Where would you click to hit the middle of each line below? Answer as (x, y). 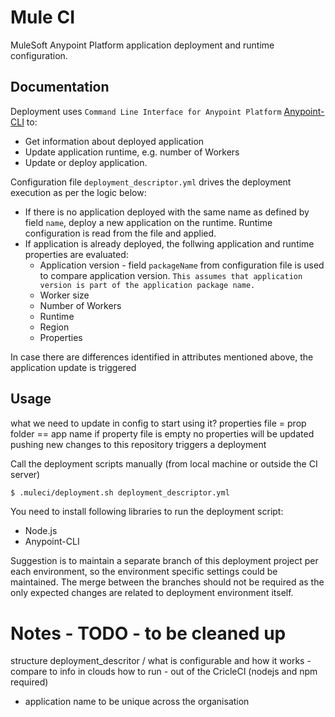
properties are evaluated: (76, 254)
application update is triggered (73, 367)
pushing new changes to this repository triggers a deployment (138, 444)
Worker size (64, 295)
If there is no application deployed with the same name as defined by (167, 212)
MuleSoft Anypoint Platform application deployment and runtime (142, 45)
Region (54, 327)
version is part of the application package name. (147, 285)
